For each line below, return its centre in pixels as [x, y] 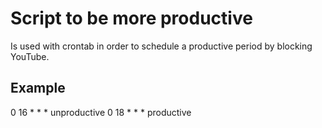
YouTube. [30, 56]
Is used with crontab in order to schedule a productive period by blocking [161, 46]
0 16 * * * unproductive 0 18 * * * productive [101, 112]
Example [38, 88]
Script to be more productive [131, 18]
